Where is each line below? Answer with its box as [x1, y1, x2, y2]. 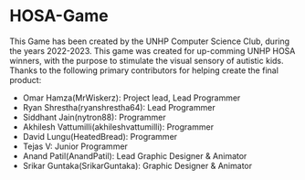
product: [9, 74, 42, 85]
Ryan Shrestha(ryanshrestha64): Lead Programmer [22, 101, 216, 112]
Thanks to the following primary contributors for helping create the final [9, 65, 279, 76]
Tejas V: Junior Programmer [22, 141, 128, 152]
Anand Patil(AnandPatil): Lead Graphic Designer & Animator [22, 150, 247, 161]
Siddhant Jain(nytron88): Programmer [22, 111, 166, 122]
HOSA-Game [9, 5, 109, 26]
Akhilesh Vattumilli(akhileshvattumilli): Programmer [22, 121, 215, 132]
